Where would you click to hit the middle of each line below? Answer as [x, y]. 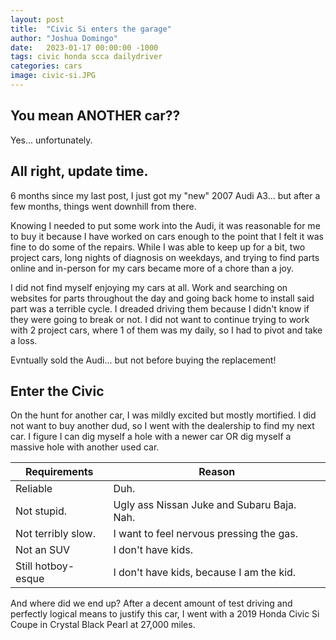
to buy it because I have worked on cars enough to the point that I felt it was [167, 236]
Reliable [34, 489]
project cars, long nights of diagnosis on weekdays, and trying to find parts [165, 257]
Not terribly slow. [55, 534]
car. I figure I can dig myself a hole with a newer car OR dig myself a [151, 437]
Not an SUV [43, 550]
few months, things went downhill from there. [103, 206]
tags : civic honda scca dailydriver [86, 57]
